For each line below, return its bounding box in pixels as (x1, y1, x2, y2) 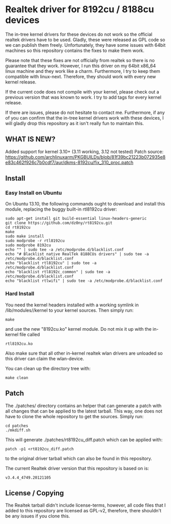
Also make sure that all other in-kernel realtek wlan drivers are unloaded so (5, 350, 163, 356)
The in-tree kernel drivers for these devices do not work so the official (5, 31, 153, 37)
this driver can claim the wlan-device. (5, 355, 84, 362)
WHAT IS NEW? (5, 135, 56, 143)
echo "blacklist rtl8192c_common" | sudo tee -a (5, 270, 110, 275)
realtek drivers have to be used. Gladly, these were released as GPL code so (5, 37, 165, 43)
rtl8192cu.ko (5, 341, 33, 346)
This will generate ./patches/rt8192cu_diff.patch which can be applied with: (5, 436, 163, 443)
